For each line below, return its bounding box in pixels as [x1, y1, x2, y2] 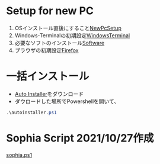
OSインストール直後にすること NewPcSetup [14, 24, 121, 31]
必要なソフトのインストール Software [14, 39, 105, 46]
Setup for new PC [6, 4, 94, 18]
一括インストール [6, 70, 89, 83]
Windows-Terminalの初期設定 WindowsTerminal [14, 31, 130, 39]
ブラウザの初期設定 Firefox [14, 46, 79, 54]
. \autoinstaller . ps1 [6, 110, 57, 115]
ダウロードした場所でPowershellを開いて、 [14, 98, 120, 105]
